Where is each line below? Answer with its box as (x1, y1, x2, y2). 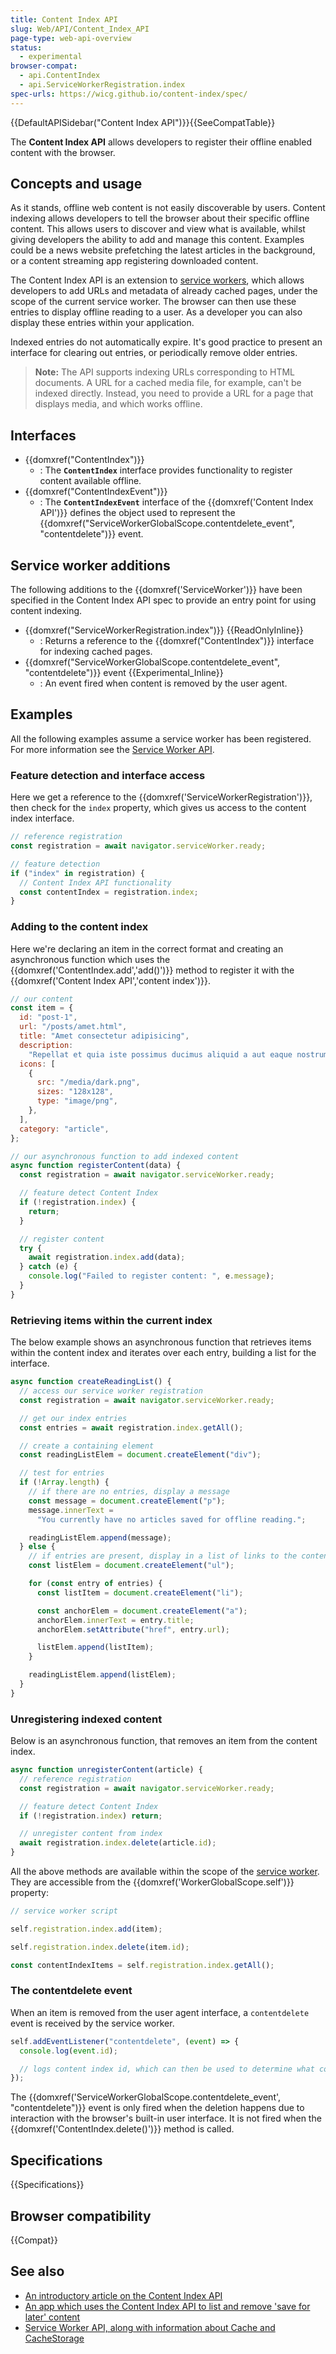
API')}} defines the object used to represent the (39, 507, 236, 519)
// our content (10, 994, 74, 1004)
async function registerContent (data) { (10, 1161, 182, 1171)
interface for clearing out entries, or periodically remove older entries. (10, 347, 298, 359)
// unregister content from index (19, 1829, 163, 1839)
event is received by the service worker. (10, 2017, 175, 2029)
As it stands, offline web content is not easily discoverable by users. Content (10, 202, 326, 214)
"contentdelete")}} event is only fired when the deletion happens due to (10, 2102, 305, 2114)
